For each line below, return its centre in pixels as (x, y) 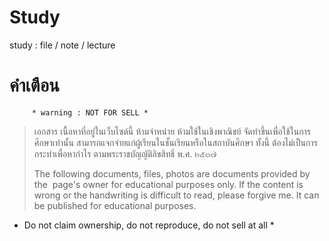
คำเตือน (34, 85)
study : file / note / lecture (62, 45)
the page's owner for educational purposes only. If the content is (168, 184)
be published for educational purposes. (115, 205)
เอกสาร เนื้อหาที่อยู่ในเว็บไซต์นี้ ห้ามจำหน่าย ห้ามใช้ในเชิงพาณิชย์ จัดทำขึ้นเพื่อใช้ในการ (172, 131)
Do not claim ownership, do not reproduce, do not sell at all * (149, 225)
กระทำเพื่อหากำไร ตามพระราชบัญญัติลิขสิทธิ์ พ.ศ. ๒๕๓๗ (125, 153)
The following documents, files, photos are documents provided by (172, 173)
